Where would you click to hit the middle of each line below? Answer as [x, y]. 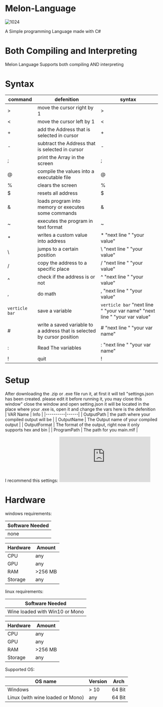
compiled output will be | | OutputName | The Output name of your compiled [81, 419]
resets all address [57, 193]
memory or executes [61, 207]
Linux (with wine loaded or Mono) [46, 697]
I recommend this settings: [32, 480]
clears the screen [57, 185]
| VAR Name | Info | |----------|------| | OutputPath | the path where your [78, 414]
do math [47, 294]
